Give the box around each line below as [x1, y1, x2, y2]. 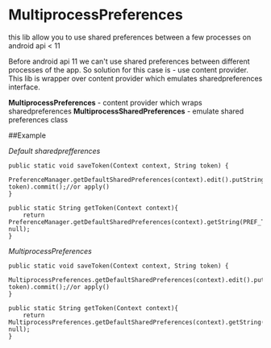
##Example [8, 130, 47, 140]
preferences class [8, 114, 69, 124]
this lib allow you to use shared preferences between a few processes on [8, 32, 252, 42]
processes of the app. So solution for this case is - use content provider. [8, 64, 248, 74]
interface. [8, 82, 40, 92]
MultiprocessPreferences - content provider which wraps [8, 97, 203, 107]
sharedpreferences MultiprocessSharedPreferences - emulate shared [8, 106, 244, 116]
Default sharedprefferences [8, 146, 101, 155]
